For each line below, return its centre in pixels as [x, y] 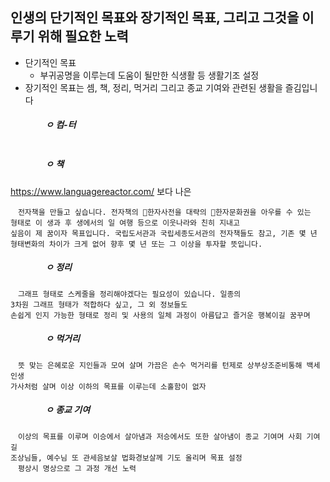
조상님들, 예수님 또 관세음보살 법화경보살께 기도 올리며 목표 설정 [126, 458]
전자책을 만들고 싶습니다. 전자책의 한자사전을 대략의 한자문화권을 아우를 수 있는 [164, 212]
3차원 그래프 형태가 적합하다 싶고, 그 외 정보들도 [99, 304]
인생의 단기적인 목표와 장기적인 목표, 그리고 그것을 [155, 18]
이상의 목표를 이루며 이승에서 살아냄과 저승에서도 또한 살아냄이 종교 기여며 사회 [160, 436]
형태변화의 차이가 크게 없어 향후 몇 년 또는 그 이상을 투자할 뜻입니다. [136, 244]
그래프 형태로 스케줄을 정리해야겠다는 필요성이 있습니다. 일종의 [129, 294]
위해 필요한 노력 [83, 36]
